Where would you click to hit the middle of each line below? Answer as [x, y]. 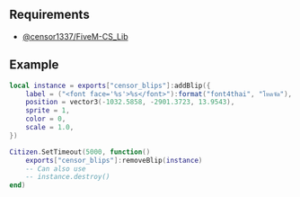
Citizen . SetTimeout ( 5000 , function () [80, 152]
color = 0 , [46, 119]
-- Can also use [56, 169]
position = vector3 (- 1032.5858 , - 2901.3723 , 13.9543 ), [130, 103]
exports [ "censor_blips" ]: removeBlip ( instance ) [114, 160]
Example [34, 65]
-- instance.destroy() [68, 177]
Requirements [49, 15]
